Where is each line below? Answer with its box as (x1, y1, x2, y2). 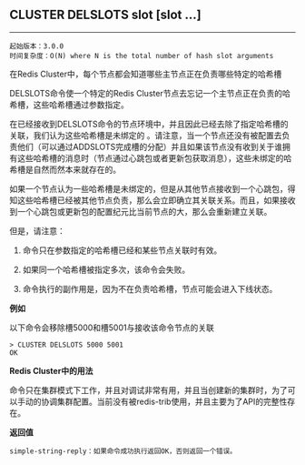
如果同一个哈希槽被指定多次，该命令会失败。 (22, 264, 191, 275)
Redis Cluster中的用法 (9, 365, 93, 376)
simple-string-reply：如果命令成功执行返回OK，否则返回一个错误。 (9, 446, 238, 456)
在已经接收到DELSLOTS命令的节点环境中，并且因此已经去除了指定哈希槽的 (9, 118, 289, 129)
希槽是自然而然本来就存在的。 (9, 164, 121, 175)
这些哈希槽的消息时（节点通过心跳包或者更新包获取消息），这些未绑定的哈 (16, 152, 292, 163)
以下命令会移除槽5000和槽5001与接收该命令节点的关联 (9, 322, 215, 333)
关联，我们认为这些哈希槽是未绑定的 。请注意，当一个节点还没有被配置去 (9, 129, 282, 140)
